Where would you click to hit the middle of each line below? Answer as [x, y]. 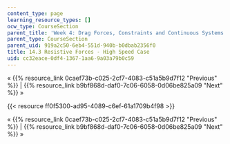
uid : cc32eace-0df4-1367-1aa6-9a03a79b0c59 [71, 59]
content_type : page [35, 13]
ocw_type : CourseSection [43, 26]
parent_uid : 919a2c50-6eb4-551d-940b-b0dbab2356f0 [82, 45]
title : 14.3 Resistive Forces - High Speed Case [78, 52]
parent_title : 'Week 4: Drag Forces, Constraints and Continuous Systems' [117, 33]
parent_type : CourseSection [48, 39]
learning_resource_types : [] [49, 20]
